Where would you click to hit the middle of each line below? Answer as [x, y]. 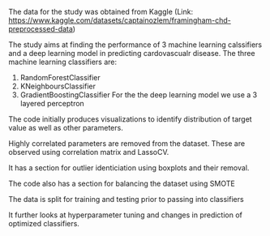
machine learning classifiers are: [63, 62]
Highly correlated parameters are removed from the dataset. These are [127, 144]
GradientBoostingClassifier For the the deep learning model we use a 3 [139, 95]
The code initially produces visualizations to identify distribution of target [131, 119]
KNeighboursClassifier [58, 86]
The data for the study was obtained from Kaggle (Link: [101, 12]
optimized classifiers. [44, 223]
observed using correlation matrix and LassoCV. [89, 152]
